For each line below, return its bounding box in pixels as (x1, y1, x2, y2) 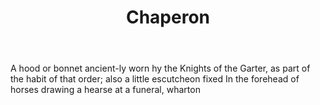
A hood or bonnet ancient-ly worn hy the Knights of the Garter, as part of (10, 62, 311, 75)
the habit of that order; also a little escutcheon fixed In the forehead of (10, 73, 300, 85)
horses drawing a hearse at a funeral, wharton (10, 84, 201, 96)
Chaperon (125, 6, 211, 29)
